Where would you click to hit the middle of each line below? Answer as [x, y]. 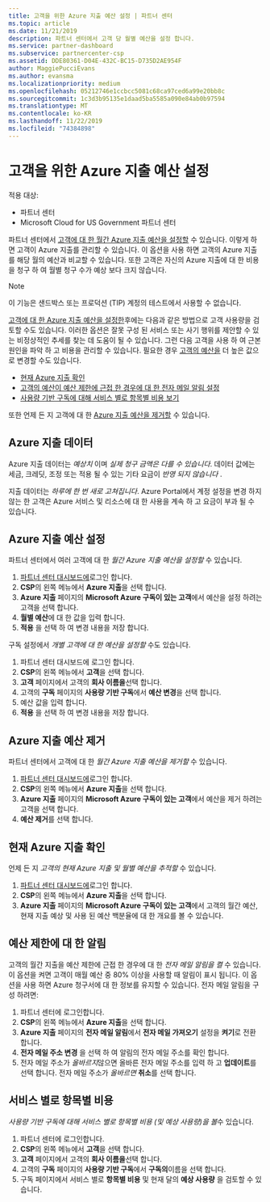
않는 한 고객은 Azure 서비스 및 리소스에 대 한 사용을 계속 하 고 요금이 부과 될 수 [132, 501]
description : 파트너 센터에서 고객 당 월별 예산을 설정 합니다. [102, 38]
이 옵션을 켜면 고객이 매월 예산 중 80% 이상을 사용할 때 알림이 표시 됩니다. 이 [129, 974]
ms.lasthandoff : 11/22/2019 [56, 121]
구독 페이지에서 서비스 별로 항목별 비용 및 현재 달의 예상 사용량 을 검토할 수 [137, 1179]
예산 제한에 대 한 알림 [57, 944]
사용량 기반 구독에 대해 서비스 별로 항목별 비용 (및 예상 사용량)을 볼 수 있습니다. [131, 1121]
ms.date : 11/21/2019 [43, 31]
